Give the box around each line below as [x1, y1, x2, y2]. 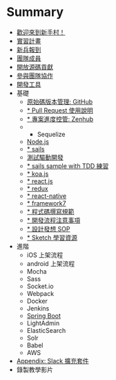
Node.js [26, 137, 50, 146]
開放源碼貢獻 [16, 63, 53, 71]
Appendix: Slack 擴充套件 [16, 356, 89, 365]
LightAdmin [26, 319, 60, 327]
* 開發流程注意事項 [26, 216, 81, 224]
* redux [26, 184, 49, 192]
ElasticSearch [26, 326, 66, 334]
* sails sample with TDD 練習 [26, 161, 109, 170]
